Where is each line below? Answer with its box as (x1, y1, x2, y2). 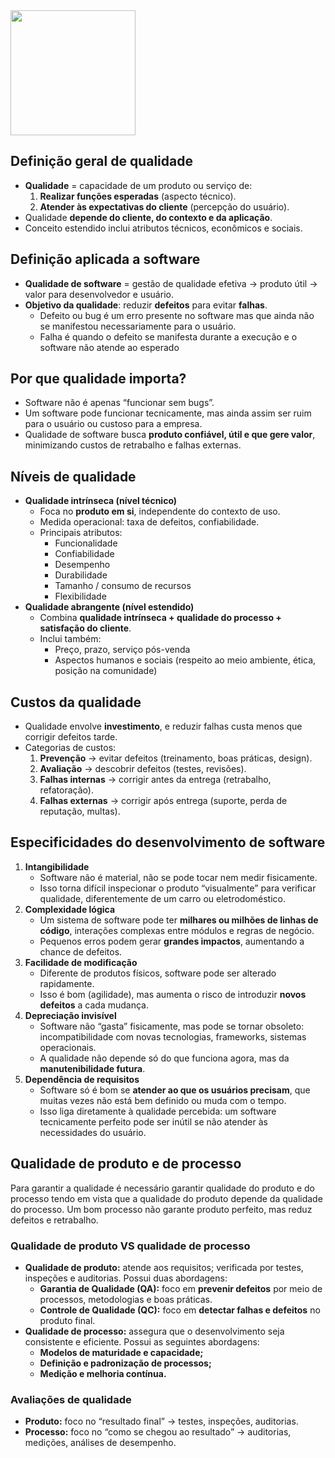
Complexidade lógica (24, 903, 116, 915)
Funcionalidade (54, 537, 118, 549)
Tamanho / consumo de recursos (54, 580, 192, 592)
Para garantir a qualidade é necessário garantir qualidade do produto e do (10, 1182, 315, 1194)
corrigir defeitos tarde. (24, 731, 118, 743)
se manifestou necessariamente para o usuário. (39, 320, 237, 332)
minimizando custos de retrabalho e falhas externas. (24, 439, 242, 451)
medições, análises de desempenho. (24, 1437, 177, 1449)
